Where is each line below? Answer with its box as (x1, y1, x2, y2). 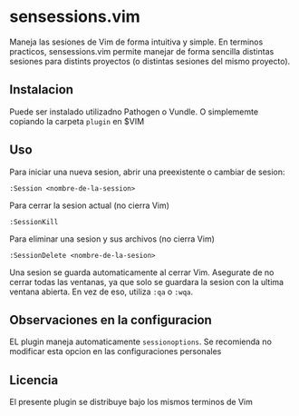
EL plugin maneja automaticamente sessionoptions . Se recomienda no (9, 336, 272, 347)
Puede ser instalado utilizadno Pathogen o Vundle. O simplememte (9, 106, 259, 117)
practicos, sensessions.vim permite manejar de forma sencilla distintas (9, 45, 275, 56)
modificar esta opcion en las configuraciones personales (9, 346, 222, 357)
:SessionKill (9, 217, 59, 226)
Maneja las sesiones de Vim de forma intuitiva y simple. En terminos (9, 36, 264, 47)
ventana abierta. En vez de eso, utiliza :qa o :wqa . (9, 286, 194, 297)
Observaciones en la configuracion (9, 312, 213, 328)
